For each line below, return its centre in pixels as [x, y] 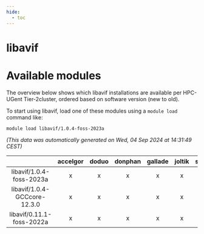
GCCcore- [30, 197]
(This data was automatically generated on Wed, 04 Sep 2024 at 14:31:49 [99, 140]
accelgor [70, 161]
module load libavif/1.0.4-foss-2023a [55, 129]
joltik [182, 161]
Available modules [54, 75]
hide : [13, 12]
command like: [25, 117]
